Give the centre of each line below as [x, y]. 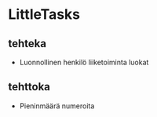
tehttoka [29, 87]
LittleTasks [44, 15]
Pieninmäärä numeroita [57, 106]
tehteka [27, 44]
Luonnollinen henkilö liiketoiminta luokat [84, 62]
